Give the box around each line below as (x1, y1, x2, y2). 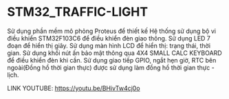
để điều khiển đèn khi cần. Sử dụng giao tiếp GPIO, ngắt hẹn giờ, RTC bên (7, 56, 217, 64)
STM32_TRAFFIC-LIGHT (7, 4, 149, 20)
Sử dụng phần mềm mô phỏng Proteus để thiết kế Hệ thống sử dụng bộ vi (7, 27, 217, 35)
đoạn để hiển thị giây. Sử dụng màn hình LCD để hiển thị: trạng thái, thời (7, 41, 211, 49)
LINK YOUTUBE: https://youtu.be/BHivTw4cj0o (7, 84, 140, 92)
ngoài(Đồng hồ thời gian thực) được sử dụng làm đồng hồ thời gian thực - (7, 63, 215, 71)
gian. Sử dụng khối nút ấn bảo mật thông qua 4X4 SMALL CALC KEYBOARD (7, 49, 222, 57)
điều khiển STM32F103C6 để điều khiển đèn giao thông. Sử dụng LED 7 (7, 34, 211, 42)
